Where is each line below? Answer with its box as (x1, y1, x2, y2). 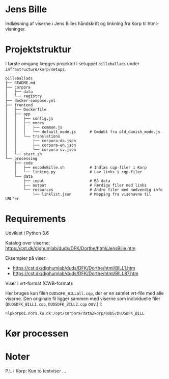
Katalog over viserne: (5, 239, 50, 246)
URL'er (5, 196, 19, 201)
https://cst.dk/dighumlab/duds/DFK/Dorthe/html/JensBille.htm (5, 245, 136, 251)
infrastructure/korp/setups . (5, 66, 66, 72)
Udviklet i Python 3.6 (5, 230, 49, 236)
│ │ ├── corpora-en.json (5, 143, 76, 148)
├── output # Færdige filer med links (23, 182, 147, 188)
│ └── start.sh (5, 151, 42, 156)
